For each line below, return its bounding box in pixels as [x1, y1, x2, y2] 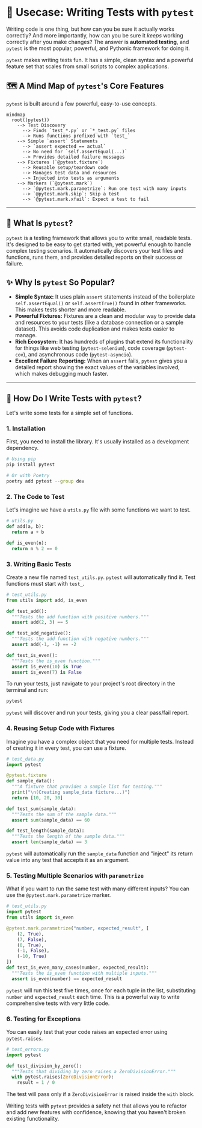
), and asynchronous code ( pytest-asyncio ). [23, 351, 133, 358]
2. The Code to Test [6, 492, 65, 501]
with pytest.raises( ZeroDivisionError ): [11, 1074, 114, 1080]
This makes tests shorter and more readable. [14, 306, 126, 313]
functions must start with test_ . [6, 580, 85, 587]
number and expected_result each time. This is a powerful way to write [6, 993, 180, 1000]
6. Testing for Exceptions [6, 1015, 81, 1023]
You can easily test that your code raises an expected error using [6, 1028, 168, 1035]
